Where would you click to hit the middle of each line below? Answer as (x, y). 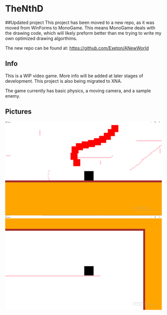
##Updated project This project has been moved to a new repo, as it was (80, 22)
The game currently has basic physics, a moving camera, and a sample (78, 91)
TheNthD (24, 9)
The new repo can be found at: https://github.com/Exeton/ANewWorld (77, 48)
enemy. (13, 96)
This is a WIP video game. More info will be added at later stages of (74, 76)
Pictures (18, 112)
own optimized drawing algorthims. (41, 38)
